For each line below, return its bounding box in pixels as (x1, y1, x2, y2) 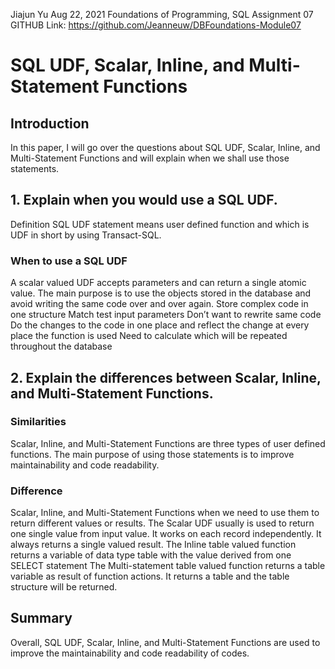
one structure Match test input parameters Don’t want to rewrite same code (10, 309, 322, 321)
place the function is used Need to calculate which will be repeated (10, 330, 288, 342)
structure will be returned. (10, 581, 118, 593)
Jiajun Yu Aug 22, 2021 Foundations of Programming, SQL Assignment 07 (10, 9, 314, 20)
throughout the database (10, 340, 113, 353)
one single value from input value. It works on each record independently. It (10, 528, 322, 540)
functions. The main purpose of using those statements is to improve (10, 448, 295, 460)
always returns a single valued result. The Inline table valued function (10, 539, 297, 551)
